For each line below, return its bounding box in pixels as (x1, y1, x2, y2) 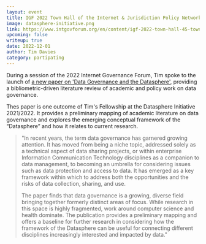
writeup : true (6, 37, 43, 44)
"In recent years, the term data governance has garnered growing (21, 134, 188, 142)
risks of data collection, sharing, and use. (21, 180, 126, 187)
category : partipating (6, 55, 64, 61)
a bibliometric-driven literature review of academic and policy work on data (6, 84, 196, 92)
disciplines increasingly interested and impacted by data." (21, 231, 167, 238)
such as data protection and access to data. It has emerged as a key (21, 167, 194, 174)
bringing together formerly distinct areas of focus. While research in (21, 198, 194, 205)
